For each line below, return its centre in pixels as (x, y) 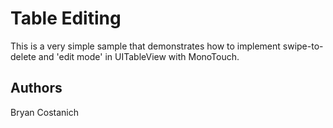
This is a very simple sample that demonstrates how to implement (145, 46)
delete (23, 56)
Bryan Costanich (44, 112)
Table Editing (66, 18)
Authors (36, 88)
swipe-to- (303, 46)
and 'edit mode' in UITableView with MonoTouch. (139, 56)
